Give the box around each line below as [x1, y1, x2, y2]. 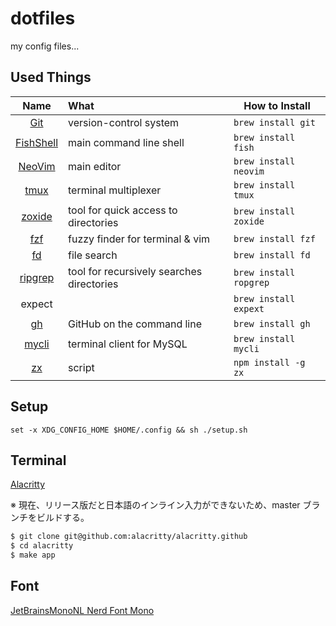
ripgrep [19, 270, 55, 284]
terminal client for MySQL [68, 337, 188, 351]
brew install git [233, 117, 316, 128]
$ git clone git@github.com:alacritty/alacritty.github [10, 532, 248, 542]
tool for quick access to [68, 203, 178, 217]
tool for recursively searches [68, 264, 203, 278]
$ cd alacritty [10, 541, 74, 551]
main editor [68, 159, 122, 173]
